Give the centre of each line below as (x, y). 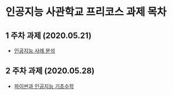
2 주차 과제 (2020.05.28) (50, 71)
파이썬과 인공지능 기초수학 (44, 86)
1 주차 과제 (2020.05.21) (49, 35)
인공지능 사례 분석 (34, 51)
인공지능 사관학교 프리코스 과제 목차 (86, 12)
